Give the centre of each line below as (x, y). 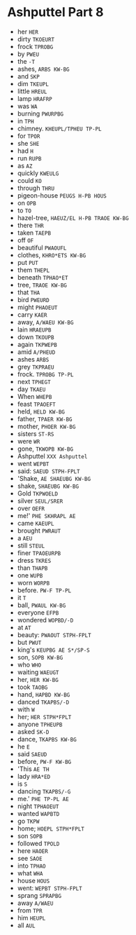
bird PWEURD (33, 299)
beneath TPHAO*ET (43, 277)
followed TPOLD (38, 843)
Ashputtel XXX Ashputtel (52, 456)
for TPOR (29, 136)
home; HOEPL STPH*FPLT (51, 828)
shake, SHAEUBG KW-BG (48, 486)
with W (26, 709)
